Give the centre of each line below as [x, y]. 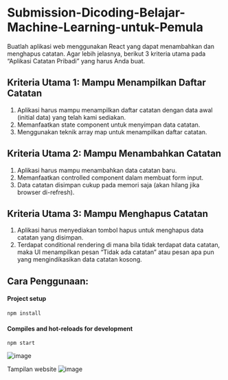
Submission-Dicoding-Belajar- [96, 13]
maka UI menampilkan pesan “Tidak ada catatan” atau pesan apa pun [115, 252]
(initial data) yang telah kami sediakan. [71, 117]
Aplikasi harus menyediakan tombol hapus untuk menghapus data [110, 230]
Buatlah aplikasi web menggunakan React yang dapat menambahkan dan [111, 46]
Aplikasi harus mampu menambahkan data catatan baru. [97, 170]
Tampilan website [32, 369]
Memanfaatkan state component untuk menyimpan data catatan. [109, 125]
